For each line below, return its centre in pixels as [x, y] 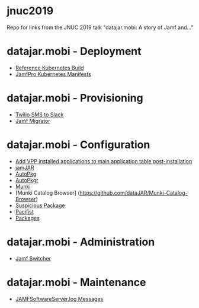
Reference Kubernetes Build [49, 68]
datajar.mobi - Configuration [78, 145]
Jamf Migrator [33, 120]
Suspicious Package [40, 205]
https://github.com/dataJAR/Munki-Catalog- [134, 193]
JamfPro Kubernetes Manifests [53, 74]
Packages [28, 218]
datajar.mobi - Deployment [74, 51]
